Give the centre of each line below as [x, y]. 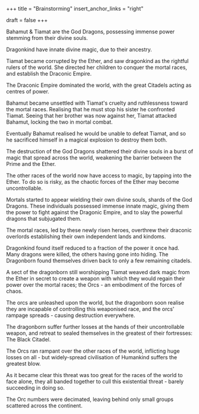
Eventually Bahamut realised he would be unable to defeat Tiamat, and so [96, 134]
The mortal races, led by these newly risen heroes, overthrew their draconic [99, 230]
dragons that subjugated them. [44, 219]
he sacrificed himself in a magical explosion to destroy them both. [87, 140]
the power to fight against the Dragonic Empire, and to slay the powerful [94, 212]
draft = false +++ [27, 20]
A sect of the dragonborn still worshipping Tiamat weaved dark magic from [98, 272]
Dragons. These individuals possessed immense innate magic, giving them [98, 206]
